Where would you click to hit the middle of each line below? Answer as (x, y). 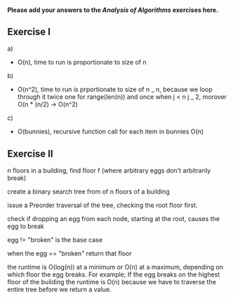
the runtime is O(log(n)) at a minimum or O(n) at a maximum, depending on (115, 267)
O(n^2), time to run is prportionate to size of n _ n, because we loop (115, 89)
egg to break (26, 226)
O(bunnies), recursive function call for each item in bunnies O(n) (111, 132)
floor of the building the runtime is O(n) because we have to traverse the (112, 282)
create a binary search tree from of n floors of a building (88, 192)
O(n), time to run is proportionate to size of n (82, 62)
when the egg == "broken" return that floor (69, 253)
